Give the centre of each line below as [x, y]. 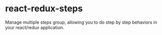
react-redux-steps [44, 9]
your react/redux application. [35, 27]
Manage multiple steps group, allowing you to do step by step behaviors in [81, 22]
